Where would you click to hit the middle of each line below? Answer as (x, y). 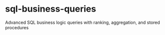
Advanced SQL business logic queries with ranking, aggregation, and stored (83, 22)
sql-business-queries (51, 9)
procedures (17, 27)
